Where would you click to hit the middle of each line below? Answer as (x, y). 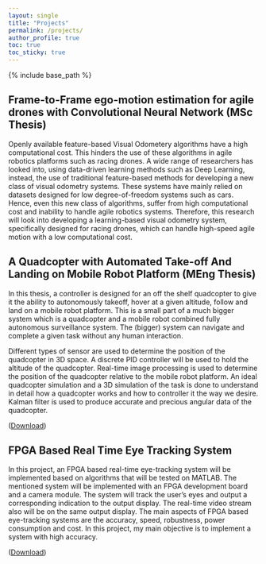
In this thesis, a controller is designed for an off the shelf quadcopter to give (132, 293)
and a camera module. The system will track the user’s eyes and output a (128, 495)
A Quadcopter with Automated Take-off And (120, 262)
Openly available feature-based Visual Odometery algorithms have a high (128, 144)
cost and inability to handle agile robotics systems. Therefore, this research (131, 211)
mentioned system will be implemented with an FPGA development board (128, 486)
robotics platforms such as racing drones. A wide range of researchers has (131, 160)
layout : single (33, 15)
